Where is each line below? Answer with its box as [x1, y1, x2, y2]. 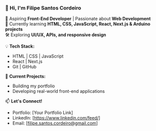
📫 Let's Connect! [5, 98, 42, 104]
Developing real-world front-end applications [12, 88, 105, 94]
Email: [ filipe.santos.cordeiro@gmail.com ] [12, 120, 98, 126]
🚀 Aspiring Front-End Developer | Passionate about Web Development [5, 16, 151, 22]
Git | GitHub [12, 64, 37, 70]
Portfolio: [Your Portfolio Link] [12, 110, 74, 116]
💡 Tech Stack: [5, 43, 35, 49]
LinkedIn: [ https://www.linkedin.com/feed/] [12, 115, 100, 121]
